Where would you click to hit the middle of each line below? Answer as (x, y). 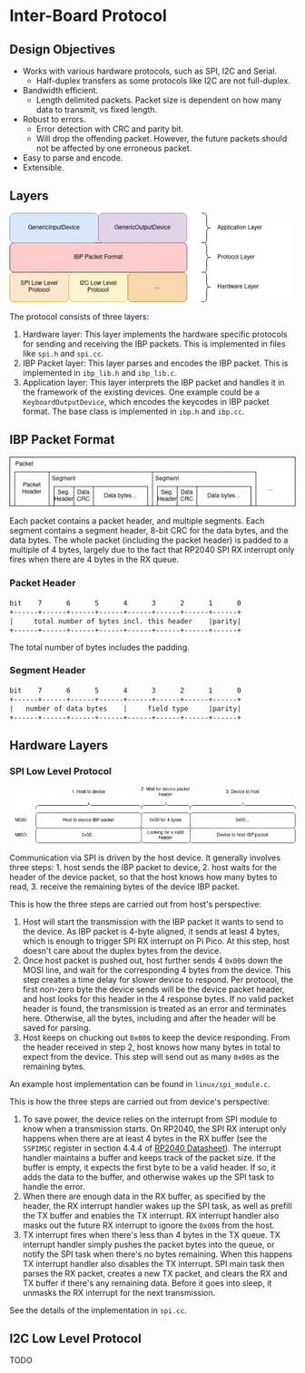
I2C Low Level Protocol (76, 1338)
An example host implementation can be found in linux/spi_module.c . (140, 1084)
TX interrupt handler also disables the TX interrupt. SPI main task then (153, 1263)
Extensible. (43, 167)
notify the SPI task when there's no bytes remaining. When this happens (157, 1254)
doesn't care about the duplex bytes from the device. (122, 950)
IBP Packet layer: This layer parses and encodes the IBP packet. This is (155, 363)
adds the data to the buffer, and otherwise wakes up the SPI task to (148, 1177)
